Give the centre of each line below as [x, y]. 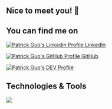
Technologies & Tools [46, 86]
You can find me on [42, 31]
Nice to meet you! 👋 [43, 11]
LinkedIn [95, 45]
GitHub [90, 56]
